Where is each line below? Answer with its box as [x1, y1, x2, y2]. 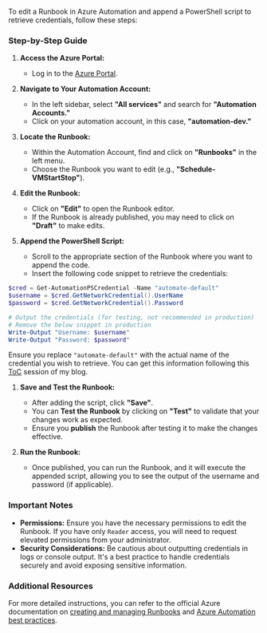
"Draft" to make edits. [31, 221, 105, 231]
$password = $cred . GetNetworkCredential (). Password [8, 299, 183, 307]
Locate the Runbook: [19, 132, 91, 142]
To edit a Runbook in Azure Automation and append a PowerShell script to [8, 7, 252, 16]
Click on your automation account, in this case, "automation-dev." [31, 117, 252, 126]
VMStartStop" [31, 173, 80, 183]
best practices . [8, 615, 57, 625]
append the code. [31, 260, 90, 270]
